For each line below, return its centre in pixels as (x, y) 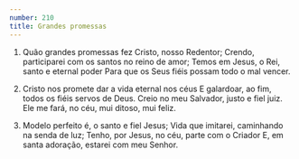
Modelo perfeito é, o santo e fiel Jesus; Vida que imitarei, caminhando (153, 125)
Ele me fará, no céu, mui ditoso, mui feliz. (99, 108)
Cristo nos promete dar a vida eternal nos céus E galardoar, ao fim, (147, 89)
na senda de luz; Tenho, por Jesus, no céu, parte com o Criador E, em (153, 135)
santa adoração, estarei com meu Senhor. (100, 145)
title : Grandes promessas (58, 26)
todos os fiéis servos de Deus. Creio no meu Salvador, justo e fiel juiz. (152, 98)
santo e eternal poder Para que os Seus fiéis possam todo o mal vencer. (156, 71)
